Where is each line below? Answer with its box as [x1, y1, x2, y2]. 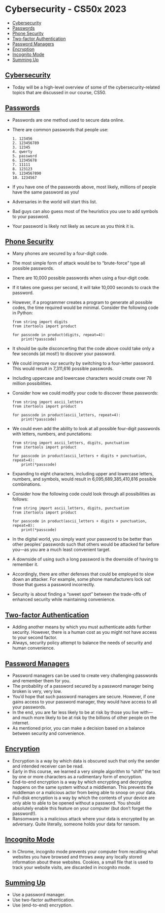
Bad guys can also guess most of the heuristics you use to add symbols [12, 208, 159, 214]
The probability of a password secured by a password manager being [12, 683, 154, 689]
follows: [12, 496, 29, 502]
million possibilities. [12, 380, 52, 387]
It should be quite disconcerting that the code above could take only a [12, 346, 155, 352]
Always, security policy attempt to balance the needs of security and [12, 640, 152, 646]
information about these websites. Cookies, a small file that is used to [12, 859, 154, 865]
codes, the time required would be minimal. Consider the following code [12, 304, 159, 310]
